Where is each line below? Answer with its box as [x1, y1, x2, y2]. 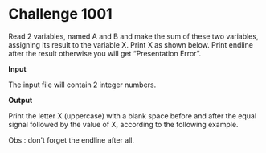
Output [8, 95, 33, 105]
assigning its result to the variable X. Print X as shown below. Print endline [8, 39, 253, 49]
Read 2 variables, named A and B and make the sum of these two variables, [8, 31, 259, 41]
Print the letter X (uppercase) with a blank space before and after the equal [8, 110, 257, 121]
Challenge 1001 [8, 5, 113, 23]
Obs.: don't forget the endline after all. [8, 134, 135, 145]
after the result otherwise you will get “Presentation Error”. [8, 48, 202, 58]
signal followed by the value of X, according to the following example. [8, 119, 239, 129]
